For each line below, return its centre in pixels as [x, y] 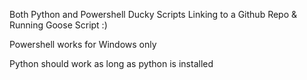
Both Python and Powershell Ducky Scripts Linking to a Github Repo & [153, 14]
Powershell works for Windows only [83, 44]
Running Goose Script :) [58, 25]
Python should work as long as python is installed [111, 63]
